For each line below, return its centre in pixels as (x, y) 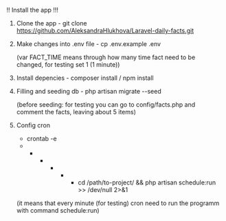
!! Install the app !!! (33, 10)
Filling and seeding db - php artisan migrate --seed (89, 91)
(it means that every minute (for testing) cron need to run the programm (118, 203)
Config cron (33, 125)
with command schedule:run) (58, 210)
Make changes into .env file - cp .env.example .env (89, 44)
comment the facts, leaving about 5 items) (76, 112)
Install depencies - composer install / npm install (85, 78)
